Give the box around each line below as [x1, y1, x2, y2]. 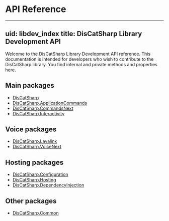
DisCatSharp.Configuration [12, 171, 69, 177]
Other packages [5, 196, 57, 205]
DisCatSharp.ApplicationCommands [12, 100, 88, 106]
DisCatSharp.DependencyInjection [12, 182, 84, 188]
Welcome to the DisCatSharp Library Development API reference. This [5, 51, 151, 57]
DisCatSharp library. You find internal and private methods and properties [5, 61, 157, 67]
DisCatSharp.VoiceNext [12, 144, 62, 150]
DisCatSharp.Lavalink [12, 138, 57, 144]
